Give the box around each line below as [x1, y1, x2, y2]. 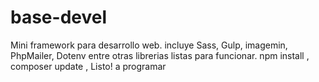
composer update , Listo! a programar [10, 60, 167, 72]
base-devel [10, 6, 108, 29]
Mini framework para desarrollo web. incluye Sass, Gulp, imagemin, [10, 39, 288, 51]
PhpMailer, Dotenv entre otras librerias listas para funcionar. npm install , [10, 49, 310, 61]
